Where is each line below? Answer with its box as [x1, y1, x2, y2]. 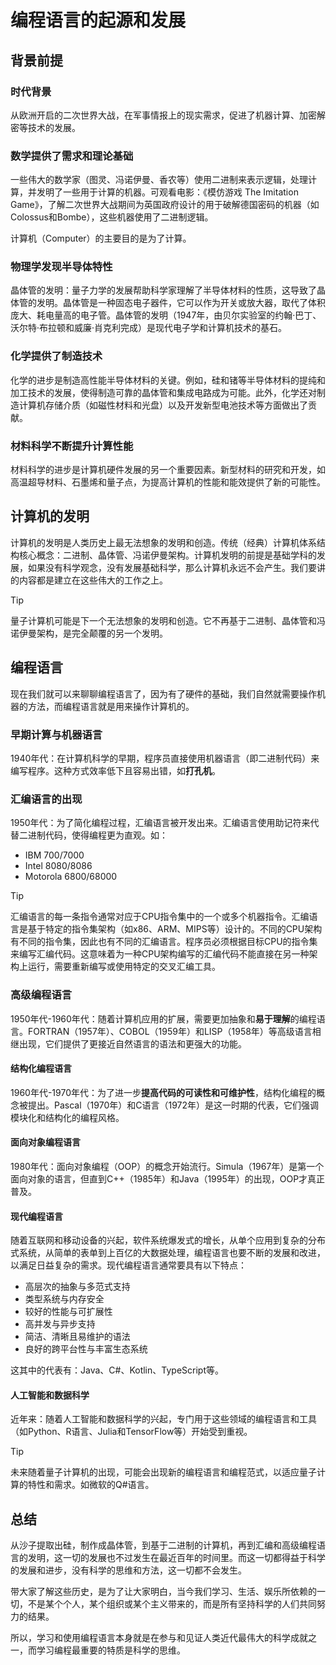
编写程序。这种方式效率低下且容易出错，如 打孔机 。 [10, 764, 221, 776]
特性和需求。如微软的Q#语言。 [27, 1479, 155, 1491]
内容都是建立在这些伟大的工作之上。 [18, 574, 168, 586]
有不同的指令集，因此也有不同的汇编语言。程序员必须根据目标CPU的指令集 [10, 936, 318, 948]
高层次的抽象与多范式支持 [24, 1281, 131, 1293]
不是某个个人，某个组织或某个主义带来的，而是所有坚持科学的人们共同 [27, 1598, 317, 1610]
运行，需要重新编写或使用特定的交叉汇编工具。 [27, 961, 221, 973]
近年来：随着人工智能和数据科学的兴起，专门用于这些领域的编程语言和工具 [10, 1413, 317, 1425]
